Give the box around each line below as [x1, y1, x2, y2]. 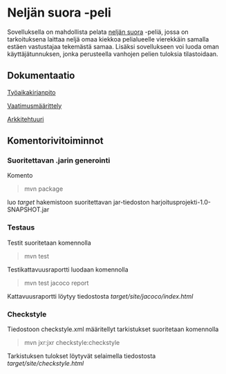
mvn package [23, 185, 64, 193]
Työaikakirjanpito [7, 88, 56, 96]
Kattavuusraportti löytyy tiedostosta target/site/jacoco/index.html [7, 292, 194, 300]
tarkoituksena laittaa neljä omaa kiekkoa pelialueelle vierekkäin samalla [7, 35, 209, 43]
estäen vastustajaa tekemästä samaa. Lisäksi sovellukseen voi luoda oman [7, 42, 220, 50]
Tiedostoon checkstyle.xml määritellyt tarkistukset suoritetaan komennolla [7, 325, 219, 333]
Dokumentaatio [7, 70, 75, 82]
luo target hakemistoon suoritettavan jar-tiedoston [7, 198, 150, 207]
